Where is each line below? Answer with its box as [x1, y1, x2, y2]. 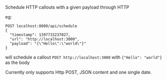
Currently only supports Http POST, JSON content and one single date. [5, 69, 152, 75]
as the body [5, 59, 30, 65]
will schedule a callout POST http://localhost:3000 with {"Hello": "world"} [5, 54, 162, 60]
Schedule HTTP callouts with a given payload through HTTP [5, 4, 129, 10]
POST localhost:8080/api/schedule [5, 23, 78, 28]
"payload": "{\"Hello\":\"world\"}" [10, 41, 86, 46]
